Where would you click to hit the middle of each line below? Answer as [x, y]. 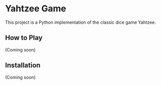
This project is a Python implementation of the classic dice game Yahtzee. [80, 22]
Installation [23, 65]
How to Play [24, 38]
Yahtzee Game [36, 9]
